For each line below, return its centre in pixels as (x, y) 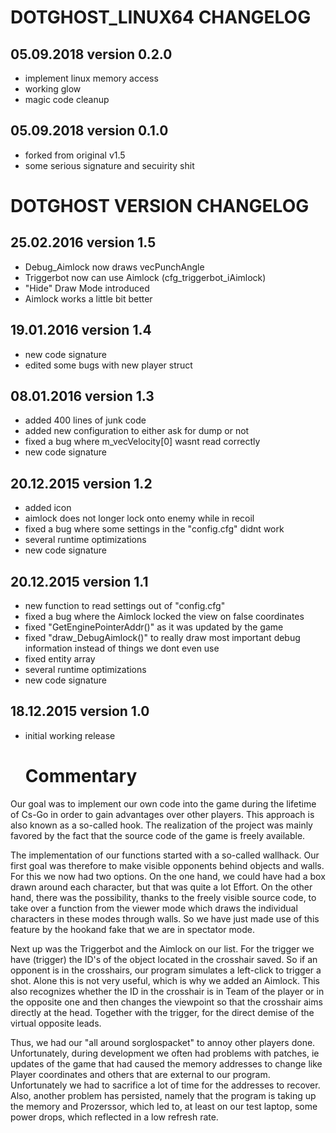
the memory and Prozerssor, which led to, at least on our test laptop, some (164, 1106)
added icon (48, 508)
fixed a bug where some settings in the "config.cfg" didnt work (154, 529)
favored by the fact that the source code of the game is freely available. (158, 835)
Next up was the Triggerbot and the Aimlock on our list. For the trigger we (162, 948)
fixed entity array (60, 659)
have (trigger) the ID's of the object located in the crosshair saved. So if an (164, 959)
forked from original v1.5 (75, 155)
